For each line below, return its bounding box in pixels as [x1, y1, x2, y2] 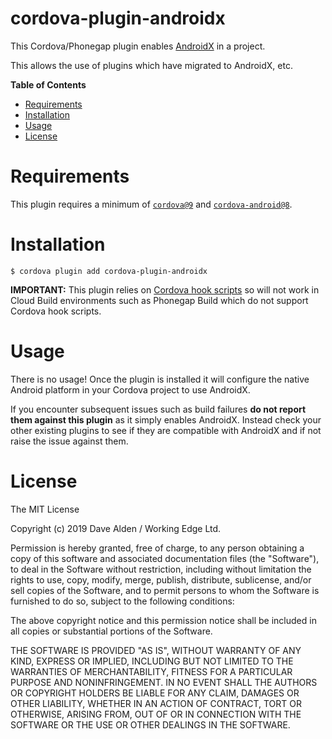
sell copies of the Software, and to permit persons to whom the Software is [10, 584, 320, 596]
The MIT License [10, 503, 80, 515]
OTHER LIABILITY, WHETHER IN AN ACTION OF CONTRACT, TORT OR [10, 697, 302, 709]
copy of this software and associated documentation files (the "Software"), [10, 552, 320, 564]
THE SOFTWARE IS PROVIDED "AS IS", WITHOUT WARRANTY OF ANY [10, 644, 302, 656]
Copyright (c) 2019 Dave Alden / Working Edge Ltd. [10, 522, 222, 534]
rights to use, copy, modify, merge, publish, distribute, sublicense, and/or [10, 573, 312, 586]
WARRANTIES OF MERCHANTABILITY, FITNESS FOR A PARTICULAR [10, 665, 293, 677]
